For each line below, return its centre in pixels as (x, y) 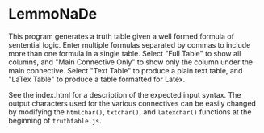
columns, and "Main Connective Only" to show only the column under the (130, 62)
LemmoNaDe (53, 14)
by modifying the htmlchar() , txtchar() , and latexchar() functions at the (130, 112)
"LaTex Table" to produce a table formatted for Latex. (97, 79)
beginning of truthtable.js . (55, 120)
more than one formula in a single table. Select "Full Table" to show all (125, 53)
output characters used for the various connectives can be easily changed (132, 103)
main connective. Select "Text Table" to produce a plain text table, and (126, 70)
